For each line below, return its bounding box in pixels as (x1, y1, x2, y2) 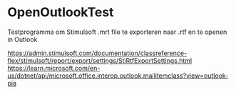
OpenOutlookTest (7, 4, 114, 20)
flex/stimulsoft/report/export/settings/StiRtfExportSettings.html (7, 56, 193, 64)
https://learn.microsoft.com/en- (7, 64, 101, 72)
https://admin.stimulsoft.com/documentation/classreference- (7, 49, 188, 57)
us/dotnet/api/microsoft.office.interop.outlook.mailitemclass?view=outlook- (7, 71, 229, 80)
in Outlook (7, 35, 38, 43)
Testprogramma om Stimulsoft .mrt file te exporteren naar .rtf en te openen (7, 28, 227, 36)
